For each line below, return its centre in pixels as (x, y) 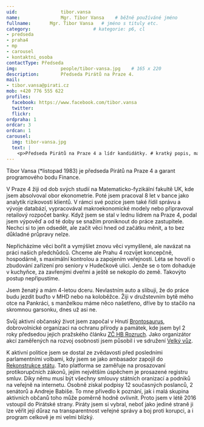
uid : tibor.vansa (49, 12)
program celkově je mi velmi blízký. (50, 417)
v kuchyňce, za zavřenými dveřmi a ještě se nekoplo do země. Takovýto (96, 272)
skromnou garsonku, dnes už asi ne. (52, 309)
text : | (22, 148)
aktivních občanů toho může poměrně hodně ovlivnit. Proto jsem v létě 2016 (101, 397)
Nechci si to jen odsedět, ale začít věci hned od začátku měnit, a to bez (95, 227)
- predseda (20, 35)
